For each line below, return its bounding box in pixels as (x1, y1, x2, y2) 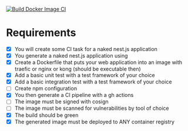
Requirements (6, 26, 76, 39)
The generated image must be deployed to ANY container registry (14, 118, 175, 125)
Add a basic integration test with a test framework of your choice (14, 78, 172, 85)
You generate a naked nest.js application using (14, 52, 128, 59)
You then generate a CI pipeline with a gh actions (14, 92, 134, 99)
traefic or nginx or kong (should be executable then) (14, 65, 141, 73)
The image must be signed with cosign (14, 98, 109, 105)
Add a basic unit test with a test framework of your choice (14, 72, 155, 79)
